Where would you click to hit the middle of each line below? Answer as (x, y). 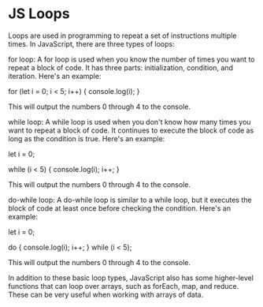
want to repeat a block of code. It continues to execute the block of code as (131, 130)
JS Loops (39, 14)
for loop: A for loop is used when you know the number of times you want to (131, 59)
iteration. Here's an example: (55, 76)
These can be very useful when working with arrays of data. (106, 294)
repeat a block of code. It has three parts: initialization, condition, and (121, 67)
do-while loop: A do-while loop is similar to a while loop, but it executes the (130, 200)
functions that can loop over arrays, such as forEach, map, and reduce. (124, 286)
